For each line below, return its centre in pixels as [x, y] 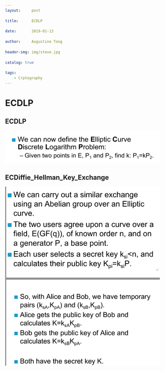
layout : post [23, 10]
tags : [11, 73]
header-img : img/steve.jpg [33, 52]
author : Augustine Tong [34, 42]
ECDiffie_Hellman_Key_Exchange [57, 177]
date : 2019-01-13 [29, 31]
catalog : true [20, 62]
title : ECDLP [24, 21]
